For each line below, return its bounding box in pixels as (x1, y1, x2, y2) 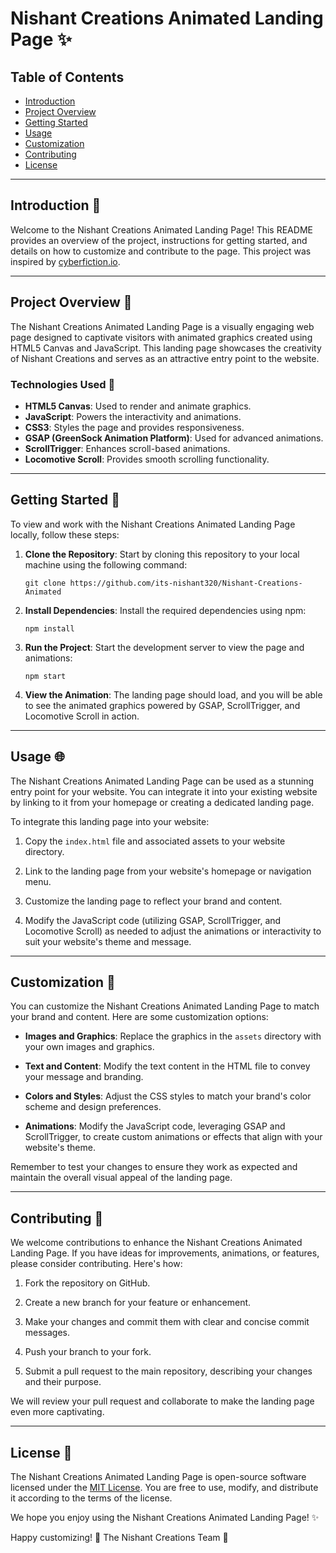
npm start (24, 671, 67, 681)
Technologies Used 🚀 (10, 377, 116, 391)
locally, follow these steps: (10, 528, 120, 541)
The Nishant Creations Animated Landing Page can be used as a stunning (10, 775, 315, 787)
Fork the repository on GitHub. (24, 1277, 151, 1289)
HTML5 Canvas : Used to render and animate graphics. (24, 400, 252, 412)
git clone (24, 578, 67, 588)
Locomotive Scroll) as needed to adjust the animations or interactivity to (24, 925, 322, 937)
